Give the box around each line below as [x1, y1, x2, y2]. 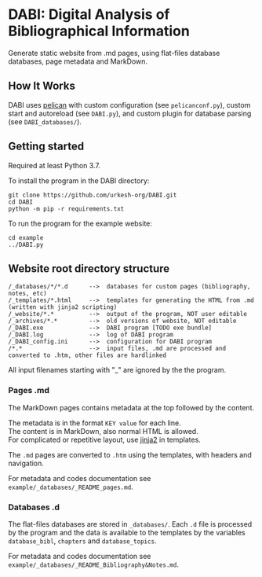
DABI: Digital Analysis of [8, 6, 170, 24]
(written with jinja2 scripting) [8, 303, 118, 311]
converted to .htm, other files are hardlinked [8, 351, 167, 359]
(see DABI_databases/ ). [8, 116, 82, 127]
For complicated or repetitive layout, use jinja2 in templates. [8, 435, 202, 444]
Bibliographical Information [8, 22, 190, 40]
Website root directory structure [8, 262, 170, 275]
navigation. [8, 458, 45, 468]
